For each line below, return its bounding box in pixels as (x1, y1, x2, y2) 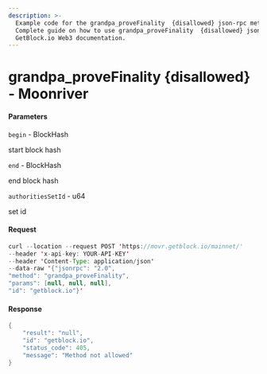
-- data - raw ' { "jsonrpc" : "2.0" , (8, 264, 115, 273)
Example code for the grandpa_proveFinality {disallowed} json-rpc (15, 19, 247, 27)
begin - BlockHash (8, 129, 69, 139)
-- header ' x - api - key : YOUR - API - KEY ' (8, 250, 130, 258)
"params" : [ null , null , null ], (8, 279, 112, 287)
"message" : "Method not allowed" (22, 351, 133, 359)
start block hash (8, 145, 61, 154)
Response (8, 304, 42, 314)
